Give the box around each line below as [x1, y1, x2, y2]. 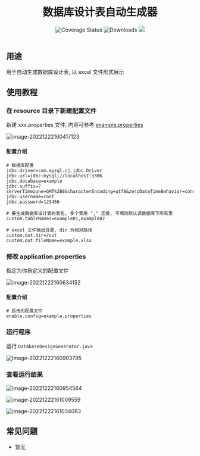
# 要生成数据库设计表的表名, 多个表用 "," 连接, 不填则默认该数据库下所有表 [6, 210, 173, 216]
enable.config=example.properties [6, 313, 92, 319]
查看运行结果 [6, 370, 43, 379]
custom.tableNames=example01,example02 [6, 215, 105, 221]
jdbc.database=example [6, 178, 62, 184]
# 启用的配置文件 [6, 308, 43, 314]
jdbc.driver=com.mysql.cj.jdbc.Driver [6, 167, 102, 173]
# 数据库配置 [6, 162, 34, 168]
